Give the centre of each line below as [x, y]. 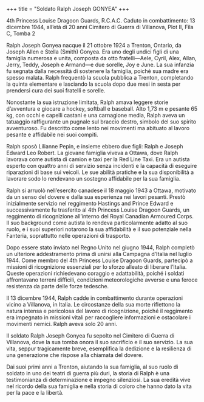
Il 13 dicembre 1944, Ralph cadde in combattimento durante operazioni [95, 298]
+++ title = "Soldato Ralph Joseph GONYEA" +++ [68, 9]
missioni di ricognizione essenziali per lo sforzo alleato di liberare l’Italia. [97, 267]
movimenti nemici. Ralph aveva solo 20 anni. [62, 324]
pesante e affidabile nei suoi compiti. [52, 134]
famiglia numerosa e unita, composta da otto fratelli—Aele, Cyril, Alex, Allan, [102, 58]
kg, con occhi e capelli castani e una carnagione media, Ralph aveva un [96, 115]
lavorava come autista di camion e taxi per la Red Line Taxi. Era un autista [98, 159]
